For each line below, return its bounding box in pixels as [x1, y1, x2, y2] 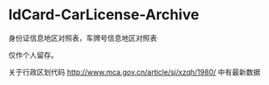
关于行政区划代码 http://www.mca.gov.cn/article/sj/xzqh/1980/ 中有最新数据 [8, 67, 261, 77]
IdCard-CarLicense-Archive [8, 6, 200, 24]
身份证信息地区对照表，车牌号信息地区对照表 [8, 33, 158, 42]
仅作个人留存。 [8, 50, 58, 59]
